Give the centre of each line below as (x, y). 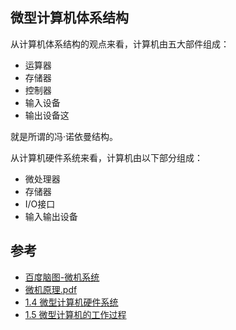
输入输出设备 (51, 216)
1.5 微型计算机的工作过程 (75, 314)
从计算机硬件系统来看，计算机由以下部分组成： (106, 157)
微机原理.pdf (51, 289)
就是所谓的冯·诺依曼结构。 (64, 136)
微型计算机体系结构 (69, 18)
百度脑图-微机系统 (62, 277)
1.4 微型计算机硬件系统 (71, 302)
